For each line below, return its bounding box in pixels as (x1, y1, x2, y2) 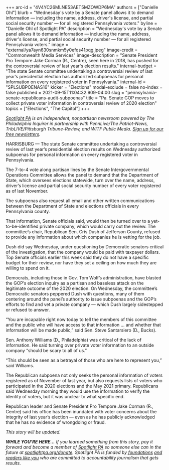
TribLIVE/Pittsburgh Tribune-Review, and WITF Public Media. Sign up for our (6, 126, 164, 132)
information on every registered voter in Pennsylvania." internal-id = (6, 79, 146, 85)
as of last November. (6, 188, 49, 194)
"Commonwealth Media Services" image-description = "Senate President (6, 52, 157, 58)
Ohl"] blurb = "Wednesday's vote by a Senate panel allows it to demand (6, 10, 154, 16)
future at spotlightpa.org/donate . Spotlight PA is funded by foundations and (6, 449, 162, 455)
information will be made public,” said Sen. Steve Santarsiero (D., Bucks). (6, 327, 157, 333)
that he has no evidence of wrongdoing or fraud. (6, 419, 106, 425)
